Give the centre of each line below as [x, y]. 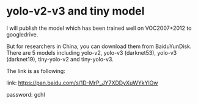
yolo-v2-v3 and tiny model [75, 11]
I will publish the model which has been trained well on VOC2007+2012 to [99, 28]
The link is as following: [36, 71]
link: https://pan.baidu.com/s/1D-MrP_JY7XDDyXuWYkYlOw [82, 83]
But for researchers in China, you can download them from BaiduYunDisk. [99, 46]
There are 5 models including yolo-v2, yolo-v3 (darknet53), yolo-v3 [92, 52]
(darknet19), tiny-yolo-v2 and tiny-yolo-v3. [60, 59]
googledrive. [22, 34]
